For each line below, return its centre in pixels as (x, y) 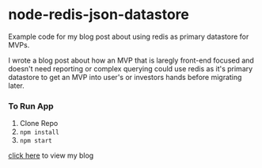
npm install (39, 132)
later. (17, 86)
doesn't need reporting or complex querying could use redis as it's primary (131, 68)
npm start (36, 141)
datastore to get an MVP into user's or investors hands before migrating (125, 77)
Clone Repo (39, 124)
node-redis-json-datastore (99, 15)
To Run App (31, 106)
